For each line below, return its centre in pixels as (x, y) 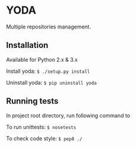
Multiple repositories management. (48, 27)
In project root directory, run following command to (68, 115)
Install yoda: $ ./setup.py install (48, 71)
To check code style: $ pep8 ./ (44, 138)
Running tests (33, 101)
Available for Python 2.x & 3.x (42, 59)
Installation (27, 45)
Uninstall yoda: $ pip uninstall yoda (51, 82)
